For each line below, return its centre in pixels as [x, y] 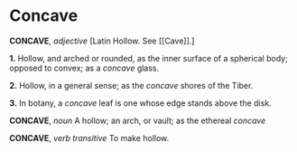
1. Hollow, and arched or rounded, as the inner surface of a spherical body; [149, 58]
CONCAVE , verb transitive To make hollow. [89, 138]
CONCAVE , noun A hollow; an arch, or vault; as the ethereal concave [138, 120]
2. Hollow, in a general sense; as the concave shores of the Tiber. [131, 85]
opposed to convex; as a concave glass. [84, 68]
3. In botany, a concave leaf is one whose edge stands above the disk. [141, 103]
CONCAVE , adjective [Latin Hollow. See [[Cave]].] [102, 41]
